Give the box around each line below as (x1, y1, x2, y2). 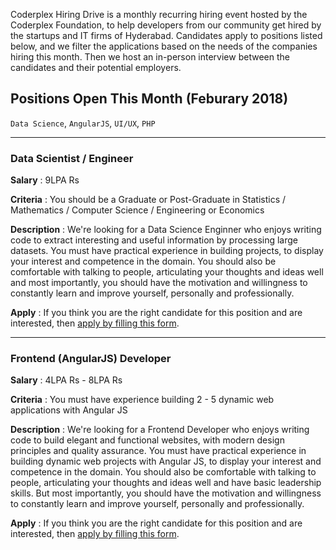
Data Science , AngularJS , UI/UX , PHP (10, 117, 156, 129)
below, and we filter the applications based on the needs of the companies (10, 40, 318, 52)
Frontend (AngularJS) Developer (10, 352, 172, 366)
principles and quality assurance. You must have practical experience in (10, 445, 307, 457)
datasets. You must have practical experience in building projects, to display (10, 245, 324, 257)
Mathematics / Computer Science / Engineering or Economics (10, 204, 265, 216)
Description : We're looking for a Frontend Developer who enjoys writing (10, 424, 310, 436)
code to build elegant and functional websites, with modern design (10, 434, 285, 446)
